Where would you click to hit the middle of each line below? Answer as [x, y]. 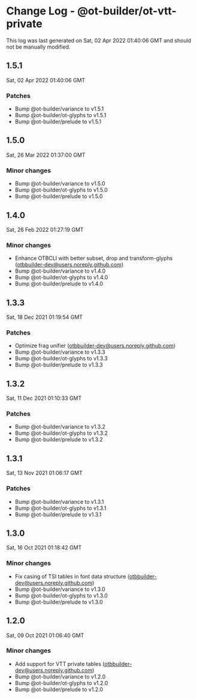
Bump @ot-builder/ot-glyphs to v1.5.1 [60, 115]
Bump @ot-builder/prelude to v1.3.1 [58, 514]
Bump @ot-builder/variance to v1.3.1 [59, 501]
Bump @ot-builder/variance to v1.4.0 [60, 271]
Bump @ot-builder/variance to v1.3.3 [60, 352]
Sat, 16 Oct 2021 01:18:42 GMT [44, 548]
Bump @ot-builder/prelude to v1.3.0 [59, 602]
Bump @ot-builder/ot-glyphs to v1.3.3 [61, 359]
